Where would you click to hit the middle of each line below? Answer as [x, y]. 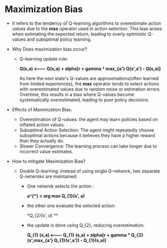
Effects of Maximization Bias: [42, 109]
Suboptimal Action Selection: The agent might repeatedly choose [87, 130]
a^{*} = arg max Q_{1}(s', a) [56, 196]
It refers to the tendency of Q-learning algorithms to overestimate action [87, 23]
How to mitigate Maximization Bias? [49, 161]
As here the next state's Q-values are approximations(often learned [89, 78]
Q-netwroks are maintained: [48, 176]
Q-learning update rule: [44, 58]
